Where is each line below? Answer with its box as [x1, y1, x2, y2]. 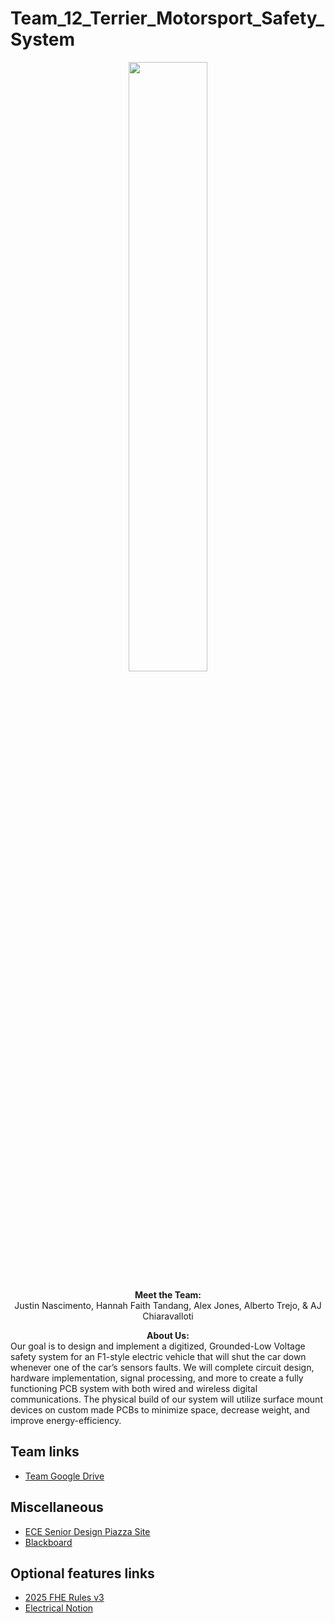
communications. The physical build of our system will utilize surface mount [10, 1393, 323, 1405]
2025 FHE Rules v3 [24, 1592, 105, 1604]
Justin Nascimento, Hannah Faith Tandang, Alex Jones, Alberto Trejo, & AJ [14, 1299, 322, 1311]
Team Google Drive [24, 1470, 105, 1482]
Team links [10, 1443, 80, 1461]
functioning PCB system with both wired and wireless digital [10, 1382, 258, 1394]
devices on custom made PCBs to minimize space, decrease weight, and [10, 1403, 310, 1416]
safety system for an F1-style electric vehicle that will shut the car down [10, 1350, 307, 1362]
